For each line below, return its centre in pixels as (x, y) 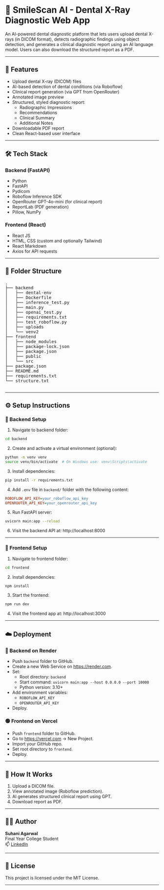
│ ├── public (23, 356)
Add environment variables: (40, 692)
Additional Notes (36, 123)
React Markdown (29, 246)
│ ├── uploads (24, 327)
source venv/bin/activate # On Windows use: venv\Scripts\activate (76, 462)
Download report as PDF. (37, 802)
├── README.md (22, 371)
